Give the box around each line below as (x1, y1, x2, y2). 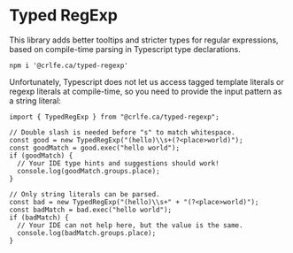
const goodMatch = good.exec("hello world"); (9, 143, 180, 152)
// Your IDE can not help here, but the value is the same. (17, 220, 243, 230)
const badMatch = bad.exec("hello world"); (9, 205, 173, 214)
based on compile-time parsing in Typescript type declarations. (9, 43, 241, 54)
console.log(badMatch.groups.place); (17, 228, 157, 237)
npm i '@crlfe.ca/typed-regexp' (9, 61, 128, 70)
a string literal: (9, 95, 62, 106)
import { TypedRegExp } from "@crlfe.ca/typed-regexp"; (9, 112, 220, 121)
